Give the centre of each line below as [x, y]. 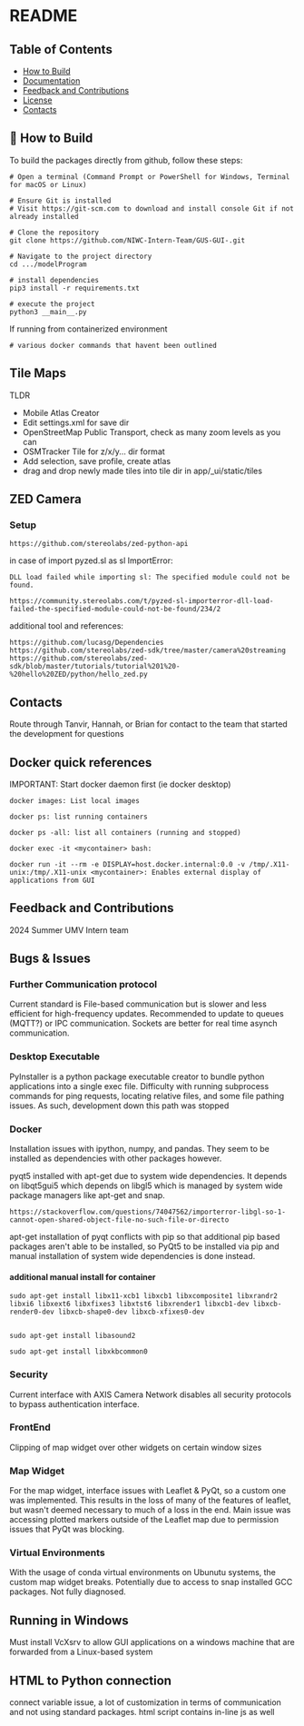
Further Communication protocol [83, 985]
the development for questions [67, 734]
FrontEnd [30, 1427]
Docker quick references [81, 763]
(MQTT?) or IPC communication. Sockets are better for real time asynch [143, 1024]
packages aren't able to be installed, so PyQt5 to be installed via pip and [144, 1246]
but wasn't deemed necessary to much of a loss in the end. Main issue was [150, 1510]
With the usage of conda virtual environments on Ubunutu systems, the [143, 1572]
